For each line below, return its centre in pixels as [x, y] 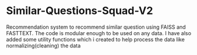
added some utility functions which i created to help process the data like [96, 39]
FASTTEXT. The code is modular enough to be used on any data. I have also [99, 33]
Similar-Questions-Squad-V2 [80, 11]
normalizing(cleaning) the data [43, 46]
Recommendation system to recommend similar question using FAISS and [96, 27]
